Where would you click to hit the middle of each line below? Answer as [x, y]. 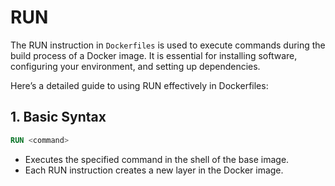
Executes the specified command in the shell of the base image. [157, 159]
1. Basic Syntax [58, 117]
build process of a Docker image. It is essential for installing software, [154, 55]
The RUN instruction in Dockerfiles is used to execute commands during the [168, 45]
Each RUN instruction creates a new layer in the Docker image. [154, 170]
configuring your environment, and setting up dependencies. [135, 66]
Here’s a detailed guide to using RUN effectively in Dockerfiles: [139, 85]
